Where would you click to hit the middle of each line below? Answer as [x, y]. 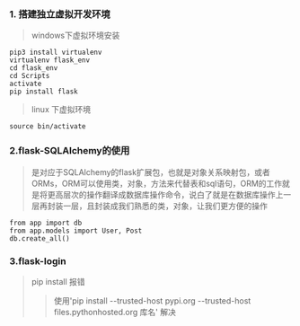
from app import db [46, 223]
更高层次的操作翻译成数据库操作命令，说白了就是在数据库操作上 [165, 194]
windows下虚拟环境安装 [75, 35]
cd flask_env [34, 68]
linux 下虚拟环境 [61, 110]
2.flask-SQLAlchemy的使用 [70, 151]
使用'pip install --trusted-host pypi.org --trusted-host [152, 300]
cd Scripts [30, 76]
